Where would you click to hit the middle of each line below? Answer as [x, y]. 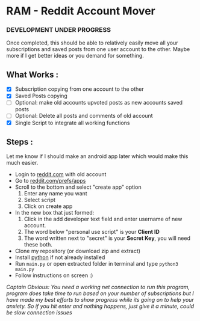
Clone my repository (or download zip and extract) [77, 251]
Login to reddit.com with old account [61, 174]
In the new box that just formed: [55, 213]
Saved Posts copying [41, 96]
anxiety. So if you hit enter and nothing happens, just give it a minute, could [100, 306]
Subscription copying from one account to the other [80, 89]
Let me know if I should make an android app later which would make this [97, 156]
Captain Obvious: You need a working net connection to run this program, [98, 287]
